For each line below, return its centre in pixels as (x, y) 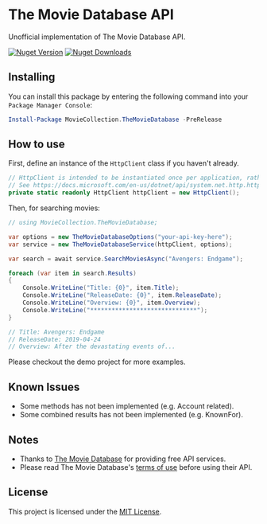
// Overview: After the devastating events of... (92, 347)
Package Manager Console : (50, 104)
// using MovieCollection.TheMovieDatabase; (83, 223)
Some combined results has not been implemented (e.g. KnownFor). (132, 415)
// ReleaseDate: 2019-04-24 (55, 339)
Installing (32, 77)
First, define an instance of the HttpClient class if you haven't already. (124, 163)
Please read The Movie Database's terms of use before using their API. (136, 467)
